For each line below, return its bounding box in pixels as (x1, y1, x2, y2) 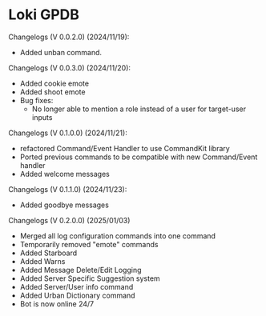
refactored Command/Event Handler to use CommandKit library (19, 143, 230, 153)
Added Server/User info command (19, 282, 134, 291)
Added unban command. (19, 47, 103, 57)
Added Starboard (19, 248, 78, 258)
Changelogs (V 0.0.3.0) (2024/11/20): (8, 62, 131, 73)
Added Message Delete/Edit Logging (19, 265, 142, 274)
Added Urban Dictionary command (19, 290, 135, 300)
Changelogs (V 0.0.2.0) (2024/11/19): (8, 32, 130, 42)
